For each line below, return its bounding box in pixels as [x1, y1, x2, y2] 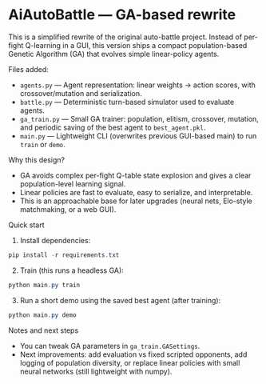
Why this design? [8, 154, 66, 165]
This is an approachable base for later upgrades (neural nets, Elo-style [19, 196, 253, 206]
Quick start [8, 220, 45, 230]
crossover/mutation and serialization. [19, 88, 142, 98]
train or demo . [19, 139, 66, 149]
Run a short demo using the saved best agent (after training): [19, 295, 221, 305]
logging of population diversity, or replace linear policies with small [19, 358, 240, 367]
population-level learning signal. [19, 178, 126, 189]
